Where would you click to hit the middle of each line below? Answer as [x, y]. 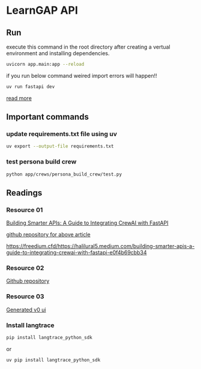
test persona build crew [41, 162]
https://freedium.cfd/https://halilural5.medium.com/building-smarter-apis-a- [100, 246]
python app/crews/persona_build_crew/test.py [64, 174]
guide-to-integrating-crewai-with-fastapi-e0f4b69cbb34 [76, 253]
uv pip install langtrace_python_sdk [53, 360]
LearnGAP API [42, 10]
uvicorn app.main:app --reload [45, 64]
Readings [24, 193]
